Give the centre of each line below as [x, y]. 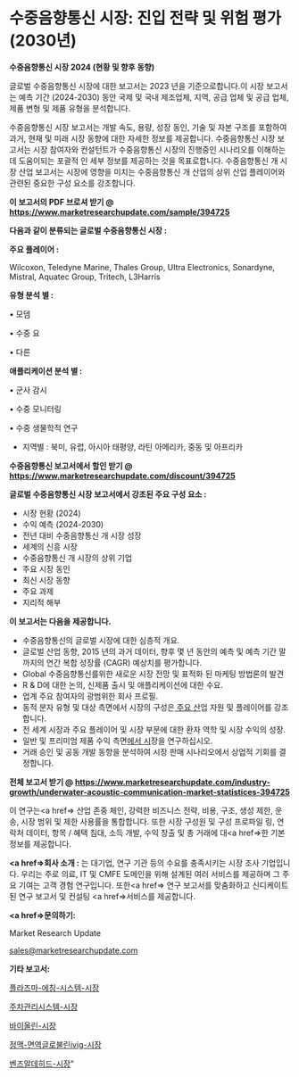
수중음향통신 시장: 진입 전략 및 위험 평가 [145, 18]
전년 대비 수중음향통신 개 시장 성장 [82, 535]
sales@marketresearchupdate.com [74, 950]
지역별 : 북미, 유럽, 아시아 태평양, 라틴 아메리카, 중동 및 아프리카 [133, 446]
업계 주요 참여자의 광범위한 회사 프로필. [90, 696]
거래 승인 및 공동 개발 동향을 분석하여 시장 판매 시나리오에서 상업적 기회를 [149, 751]
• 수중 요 [25, 333]
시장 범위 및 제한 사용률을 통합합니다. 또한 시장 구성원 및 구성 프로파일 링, [148, 821]
